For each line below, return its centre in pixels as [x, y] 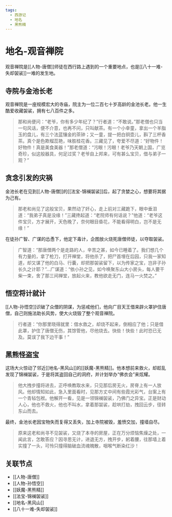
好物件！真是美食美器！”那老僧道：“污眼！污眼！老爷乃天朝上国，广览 [92, 147]
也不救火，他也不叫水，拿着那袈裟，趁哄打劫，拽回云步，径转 [101, 405]
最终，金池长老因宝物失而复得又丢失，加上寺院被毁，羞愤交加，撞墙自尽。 [84, 422]
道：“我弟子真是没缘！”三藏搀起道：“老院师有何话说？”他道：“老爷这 [90, 215]
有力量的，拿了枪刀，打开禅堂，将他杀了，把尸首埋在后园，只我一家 [90, 256]
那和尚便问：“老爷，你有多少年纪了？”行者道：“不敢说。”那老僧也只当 [90, 122]
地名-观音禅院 [35, 51]
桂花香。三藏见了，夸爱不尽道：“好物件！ [120, 141]
